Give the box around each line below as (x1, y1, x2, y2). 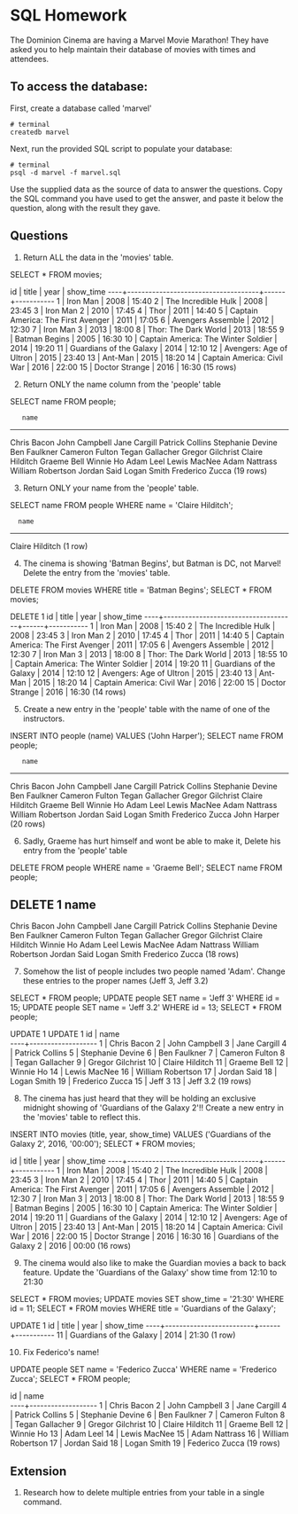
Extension (10, 1463, 67, 1479)
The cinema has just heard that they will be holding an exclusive (22, 1093, 256, 1104)
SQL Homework (10, 5, 127, 26)
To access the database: (10, 79, 149, 94)
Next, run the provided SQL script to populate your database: (10, 143, 233, 153)
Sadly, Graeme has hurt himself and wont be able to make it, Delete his (22, 835, 281, 846)
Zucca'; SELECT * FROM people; (10, 1374, 131, 1385)
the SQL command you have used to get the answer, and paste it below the (10, 192, 284, 204)
